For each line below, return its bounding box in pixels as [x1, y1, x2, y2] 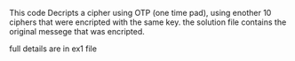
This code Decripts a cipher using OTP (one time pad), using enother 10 [9, 8, 272, 18]
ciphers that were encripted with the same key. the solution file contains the [9, 17, 287, 27]
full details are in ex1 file [9, 43, 98, 54]
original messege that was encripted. [9, 27, 145, 36]
